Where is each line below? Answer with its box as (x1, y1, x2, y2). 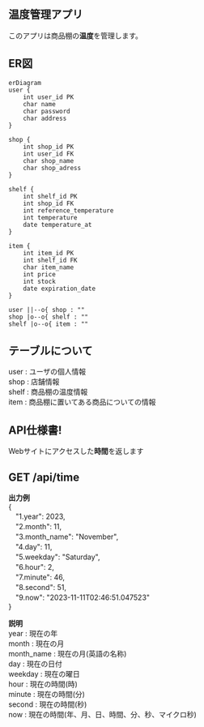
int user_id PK (23, 92, 74, 101)
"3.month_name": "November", (15, 532, 119, 541)
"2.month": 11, (15, 522, 62, 532)
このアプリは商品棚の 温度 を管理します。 (8, 31, 143, 41)
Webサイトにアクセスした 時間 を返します (8, 447, 144, 456)
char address (23, 114, 67, 122)
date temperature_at (23, 220, 92, 229)
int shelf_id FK (23, 256, 79, 264)
